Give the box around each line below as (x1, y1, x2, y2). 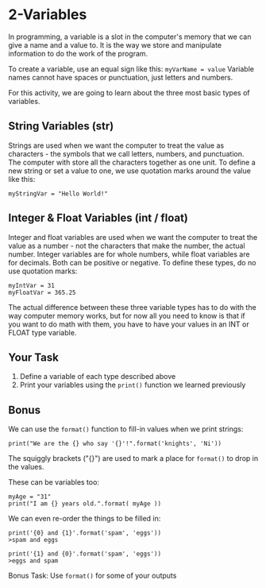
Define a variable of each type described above (19, 372, 176, 381)
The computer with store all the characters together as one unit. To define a (8, 157, 256, 167)
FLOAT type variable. (8, 327, 77, 337)
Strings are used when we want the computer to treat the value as (8, 141, 225, 150)
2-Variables (8, 6, 87, 24)
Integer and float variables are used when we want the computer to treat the (8, 232, 258, 242)
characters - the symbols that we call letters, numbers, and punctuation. (8, 149, 245, 158)
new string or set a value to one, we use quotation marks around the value (8, 165, 252, 176)
